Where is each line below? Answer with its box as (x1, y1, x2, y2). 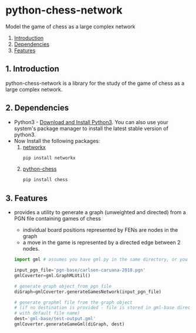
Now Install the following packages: (13, 137, 100, 144)
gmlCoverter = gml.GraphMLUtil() (13, 272, 91, 278)
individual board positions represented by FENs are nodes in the (22, 227, 178, 234)
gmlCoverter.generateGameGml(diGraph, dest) (13, 321, 125, 327)
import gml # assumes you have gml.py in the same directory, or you (13, 257, 188, 262)
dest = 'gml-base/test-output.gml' (13, 316, 96, 322)
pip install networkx (22, 155, 76, 161)
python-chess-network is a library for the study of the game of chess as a (5, 79, 185, 86)
